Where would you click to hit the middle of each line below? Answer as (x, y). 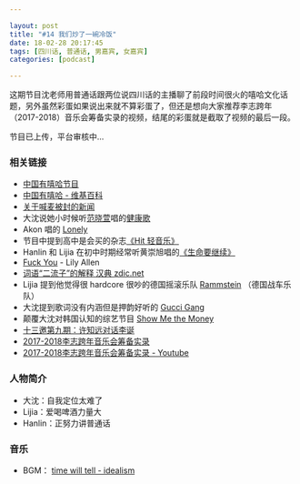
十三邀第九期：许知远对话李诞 (78, 330)
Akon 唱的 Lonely (55, 229)
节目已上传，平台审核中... (57, 136)
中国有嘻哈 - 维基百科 (63, 196)
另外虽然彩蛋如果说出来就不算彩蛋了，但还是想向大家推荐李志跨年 (149, 106)
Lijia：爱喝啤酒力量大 (62, 411)
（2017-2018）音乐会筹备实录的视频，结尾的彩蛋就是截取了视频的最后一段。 (152, 117)
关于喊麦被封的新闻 (59, 207)
